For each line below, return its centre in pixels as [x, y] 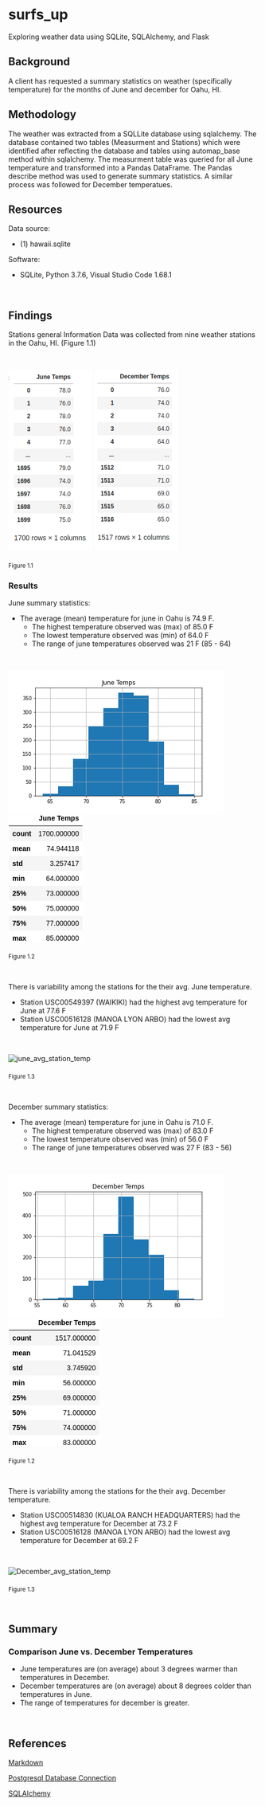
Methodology [43, 114]
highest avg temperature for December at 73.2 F [99, 1523]
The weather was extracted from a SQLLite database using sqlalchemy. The [132, 134]
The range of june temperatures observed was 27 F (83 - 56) [132, 1147]
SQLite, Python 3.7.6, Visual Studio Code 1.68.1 [96, 275]
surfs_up [38, 15]
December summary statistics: [58, 1107]
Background [39, 62]
